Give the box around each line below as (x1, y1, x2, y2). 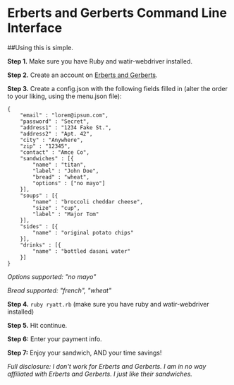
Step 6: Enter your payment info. (7, 334, 102, 343)
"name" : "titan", (32, 161, 87, 168)
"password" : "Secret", (20, 118, 90, 125)
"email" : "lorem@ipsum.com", (20, 112, 109, 119)
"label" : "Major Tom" (32, 211, 99, 218)
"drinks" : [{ (20, 242, 61, 249)
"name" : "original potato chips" (32, 229, 134, 236)
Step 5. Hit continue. (7, 321, 68, 329)
